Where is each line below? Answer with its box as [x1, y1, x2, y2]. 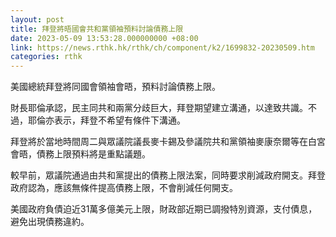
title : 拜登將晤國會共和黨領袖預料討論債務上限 [10, 24, 184, 34]
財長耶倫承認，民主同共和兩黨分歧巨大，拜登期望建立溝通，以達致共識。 [10, 102, 308, 114]
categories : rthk [10, 52, 83, 62]
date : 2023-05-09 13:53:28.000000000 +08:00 [10, 33, 199, 43]
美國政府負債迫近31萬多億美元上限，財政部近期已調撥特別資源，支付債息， [10, 203, 318, 215]
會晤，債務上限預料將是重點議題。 [10, 148, 151, 160]
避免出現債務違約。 [10, 216, 90, 228]
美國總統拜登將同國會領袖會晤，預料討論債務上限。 [10, 81, 221, 93]
